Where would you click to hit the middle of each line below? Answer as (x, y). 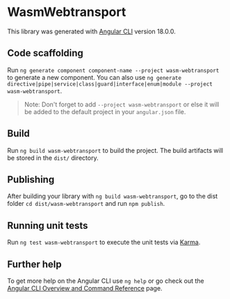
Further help (35, 264)
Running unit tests (48, 226)
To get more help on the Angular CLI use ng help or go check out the (106, 281)
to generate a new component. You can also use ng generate (95, 77)
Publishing (31, 179)
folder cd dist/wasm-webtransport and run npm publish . (86, 204)
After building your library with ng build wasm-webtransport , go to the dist (113, 196)
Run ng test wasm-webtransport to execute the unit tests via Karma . (104, 242)
